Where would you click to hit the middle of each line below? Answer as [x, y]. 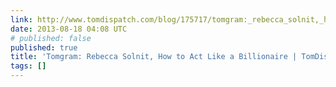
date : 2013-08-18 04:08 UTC [69, 29]
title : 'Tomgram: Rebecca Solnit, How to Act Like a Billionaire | [154, 57]
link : [21, 19]
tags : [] [28, 66]
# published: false [51, 38]
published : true [44, 47]
